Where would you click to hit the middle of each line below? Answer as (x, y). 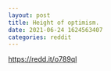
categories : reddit (40, 37)
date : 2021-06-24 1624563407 (55, 30)
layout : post (29, 15)
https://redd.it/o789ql (43, 59)
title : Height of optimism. (54, 23)
